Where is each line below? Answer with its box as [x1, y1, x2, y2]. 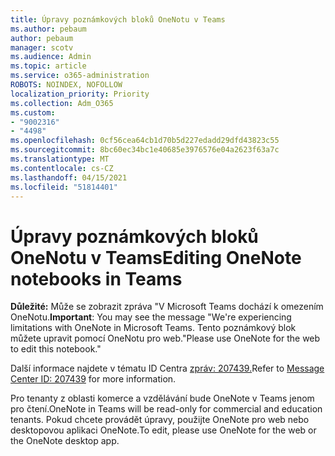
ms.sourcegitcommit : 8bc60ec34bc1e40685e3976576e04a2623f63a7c [10, 145, 280, 155]
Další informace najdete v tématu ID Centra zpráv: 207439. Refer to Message [10, 362, 325, 375]
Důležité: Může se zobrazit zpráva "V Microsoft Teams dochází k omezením [10, 301, 324, 313]
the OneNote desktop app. [10, 435, 120, 447]
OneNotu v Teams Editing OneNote [10, 246, 302, 269]
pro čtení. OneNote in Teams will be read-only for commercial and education [10, 403, 323, 415]
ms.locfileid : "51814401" [10, 182, 118, 192]
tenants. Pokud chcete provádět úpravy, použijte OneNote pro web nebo [10, 414, 310, 426]
